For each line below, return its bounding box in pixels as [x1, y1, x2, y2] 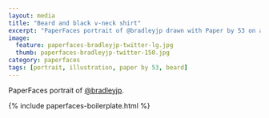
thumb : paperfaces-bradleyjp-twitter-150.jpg [15, 49, 171, 57]
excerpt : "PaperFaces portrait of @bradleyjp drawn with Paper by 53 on [8, 26, 256, 34]
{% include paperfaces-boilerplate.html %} [8, 100, 151, 110]
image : [8, 33, 30, 42]
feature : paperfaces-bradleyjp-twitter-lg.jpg [15, 41, 174, 49]
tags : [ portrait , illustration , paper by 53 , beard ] [8, 64, 188, 72]
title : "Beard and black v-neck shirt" [8, 19, 142, 27]
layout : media [8, 11, 56, 20]
